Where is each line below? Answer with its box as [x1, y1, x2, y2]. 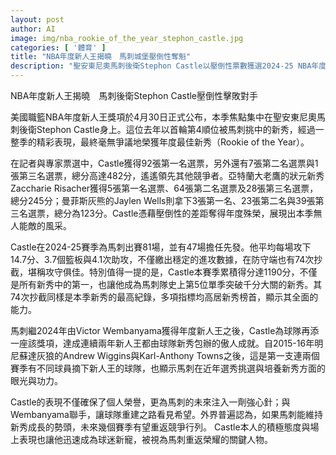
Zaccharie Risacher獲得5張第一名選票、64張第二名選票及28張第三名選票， [10, 182, 319, 194]
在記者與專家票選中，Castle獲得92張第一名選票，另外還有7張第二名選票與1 [10, 157, 319, 169]
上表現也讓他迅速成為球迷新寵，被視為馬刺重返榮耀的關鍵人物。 [10, 434, 273, 445]
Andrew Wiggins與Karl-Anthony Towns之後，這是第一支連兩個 [62, 350, 320, 361]
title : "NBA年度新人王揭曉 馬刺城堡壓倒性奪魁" [10, 52, 192, 62]
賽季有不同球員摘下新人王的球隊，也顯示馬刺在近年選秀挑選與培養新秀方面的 [10, 362, 326, 374]
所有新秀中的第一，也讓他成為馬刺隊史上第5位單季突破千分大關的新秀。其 [18, 279, 323, 290]
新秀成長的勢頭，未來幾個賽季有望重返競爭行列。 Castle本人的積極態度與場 [10, 421, 320, 433]
